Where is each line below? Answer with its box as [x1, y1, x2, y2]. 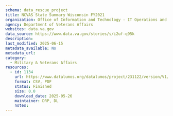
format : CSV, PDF [14, 79, 52, 84]
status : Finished [14, 84, 52, 89]
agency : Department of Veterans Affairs [5, 22, 94, 27]
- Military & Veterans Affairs [10, 60, 77, 65]
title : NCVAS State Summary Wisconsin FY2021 [5, 12, 105, 17]
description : [5, 36, 33, 42]
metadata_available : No [5, 46, 57, 51]
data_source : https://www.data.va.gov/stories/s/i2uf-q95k [5, 31, 135, 36]
